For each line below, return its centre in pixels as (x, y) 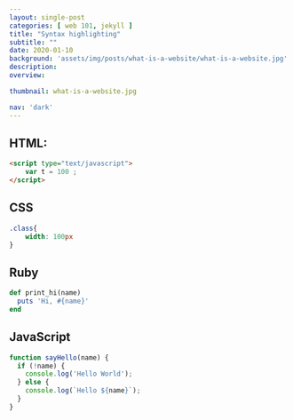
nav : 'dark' (31, 107)
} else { (33, 383)
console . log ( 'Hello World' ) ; (79, 374)
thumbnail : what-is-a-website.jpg (73, 91)
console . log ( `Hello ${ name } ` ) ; (83, 391)
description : (33, 67)
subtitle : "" (33, 42)
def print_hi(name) (45, 293)
